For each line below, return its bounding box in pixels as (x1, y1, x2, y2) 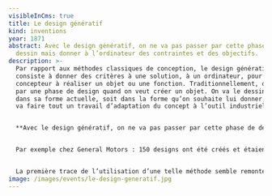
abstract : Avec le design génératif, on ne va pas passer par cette (8, 42, 244, 50)
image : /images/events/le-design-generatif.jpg (8, 175, 172, 183)
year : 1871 (8, 34, 45, 43)
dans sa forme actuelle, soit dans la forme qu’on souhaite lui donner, (15, 95, 266, 103)
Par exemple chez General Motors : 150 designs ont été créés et (15, 146, 241, 154)
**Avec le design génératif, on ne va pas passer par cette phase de (15, 124, 255, 132)
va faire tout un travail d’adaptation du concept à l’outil (15, 102, 227, 110)
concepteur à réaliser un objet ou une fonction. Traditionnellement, (15, 79, 259, 87)
